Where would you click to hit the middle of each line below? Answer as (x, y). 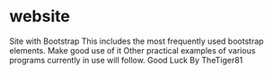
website (40, 16)
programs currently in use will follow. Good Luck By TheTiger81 (126, 60)
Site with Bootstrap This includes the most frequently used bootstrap (136, 41)
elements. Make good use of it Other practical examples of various (132, 50)
